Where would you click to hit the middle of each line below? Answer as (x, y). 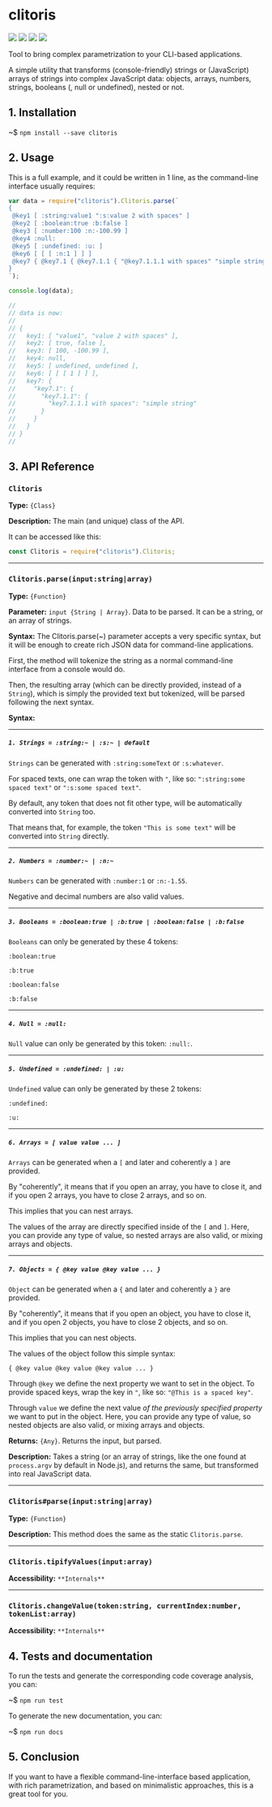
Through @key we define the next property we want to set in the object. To (132, 1384)
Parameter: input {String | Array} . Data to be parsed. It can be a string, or (136, 611)
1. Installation (42, 112)
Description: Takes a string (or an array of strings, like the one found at (127, 1457)
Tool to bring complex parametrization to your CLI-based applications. (125, 54)
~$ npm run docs (36, 1732)
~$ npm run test (36, 1700)
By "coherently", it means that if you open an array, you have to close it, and (135, 1187)
